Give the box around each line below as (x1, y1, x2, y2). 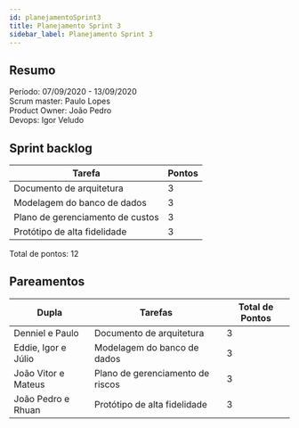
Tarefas (139, 306, 174, 318)
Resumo (9, 62, 56, 78)
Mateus (13, 378, 45, 391)
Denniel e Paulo (13, 326, 79, 339)
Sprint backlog (9, 140, 93, 156)
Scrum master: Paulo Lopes (9, 95, 111, 107)
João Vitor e (13, 366, 65, 379)
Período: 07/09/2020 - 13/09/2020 (9, 86, 137, 97)
